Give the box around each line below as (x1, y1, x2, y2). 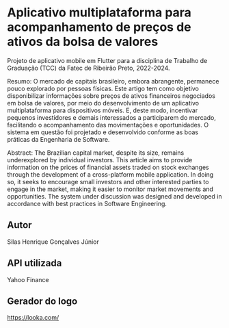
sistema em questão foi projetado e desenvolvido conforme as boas (7, 128, 199, 136)
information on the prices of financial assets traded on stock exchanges (7, 163, 210, 171)
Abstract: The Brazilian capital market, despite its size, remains (7, 149, 185, 157)
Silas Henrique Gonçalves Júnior (7, 238, 99, 246)
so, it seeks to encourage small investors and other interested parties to (7, 177, 209, 186)
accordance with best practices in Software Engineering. (7, 199, 167, 207)
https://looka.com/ (7, 314, 59, 322)
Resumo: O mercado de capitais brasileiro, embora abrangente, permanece (7, 77, 219, 85)
